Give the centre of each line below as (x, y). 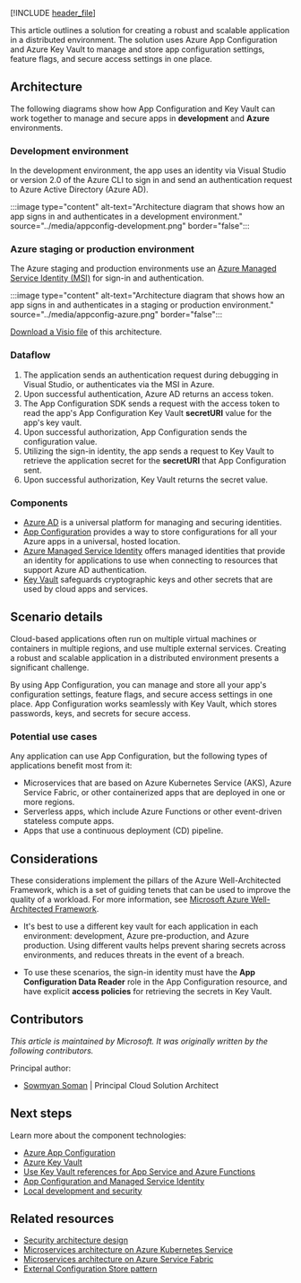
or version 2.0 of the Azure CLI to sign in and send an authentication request (151, 180)
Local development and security (82, 1191)
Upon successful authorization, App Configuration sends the (135, 432)
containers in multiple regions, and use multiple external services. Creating (148, 648)
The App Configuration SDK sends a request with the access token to (151, 403)
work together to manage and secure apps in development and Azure (140, 118)
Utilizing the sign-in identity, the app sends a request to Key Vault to (148, 451)
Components (39, 503)
